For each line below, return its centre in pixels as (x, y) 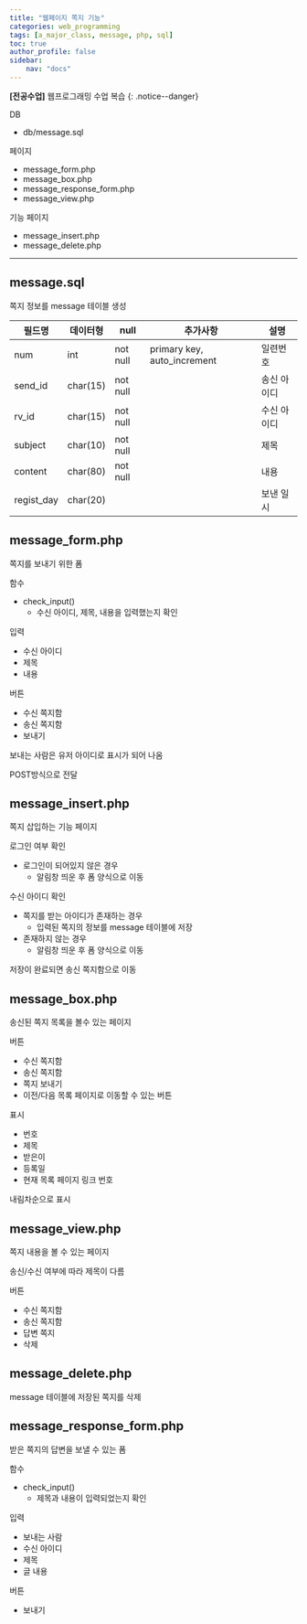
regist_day (37, 499)
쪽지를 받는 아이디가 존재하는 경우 (83, 916)
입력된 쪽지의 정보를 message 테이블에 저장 (115, 927)
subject (30, 444)
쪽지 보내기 (42, 1084)
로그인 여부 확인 (38, 846)
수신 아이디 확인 (38, 896)
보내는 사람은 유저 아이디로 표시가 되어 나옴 (86, 754)
